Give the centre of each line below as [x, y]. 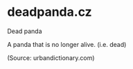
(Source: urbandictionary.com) [51, 58]
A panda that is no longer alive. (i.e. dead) [67, 44]
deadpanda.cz [50, 12]
